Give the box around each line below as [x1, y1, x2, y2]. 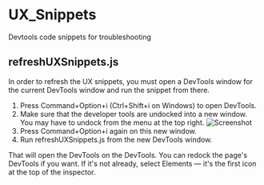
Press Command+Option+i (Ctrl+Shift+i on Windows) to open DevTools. [19, 100, 258, 110]
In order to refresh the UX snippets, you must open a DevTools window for [8, 76, 254, 86]
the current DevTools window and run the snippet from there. [8, 85, 210, 95]
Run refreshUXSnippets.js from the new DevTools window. [19, 135, 213, 144]
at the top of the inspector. [8, 167, 96, 177]
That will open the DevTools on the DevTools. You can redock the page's [8, 150, 248, 159]
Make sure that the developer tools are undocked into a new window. [19, 109, 248, 119]
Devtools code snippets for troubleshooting [8, 32, 152, 42]
